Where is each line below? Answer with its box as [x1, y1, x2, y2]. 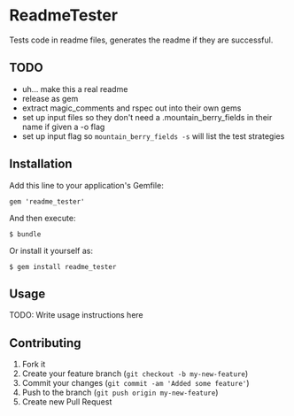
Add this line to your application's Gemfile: [9, 180, 164, 190]
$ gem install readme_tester [9, 262, 117, 271]
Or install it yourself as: [9, 245, 93, 256]
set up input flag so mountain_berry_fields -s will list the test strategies [21, 130, 285, 142]
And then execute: [9, 212, 76, 223]
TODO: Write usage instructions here [9, 310, 143, 320]
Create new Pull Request [21, 397, 112, 407]
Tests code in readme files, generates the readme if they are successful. [9, 35, 274, 45]
